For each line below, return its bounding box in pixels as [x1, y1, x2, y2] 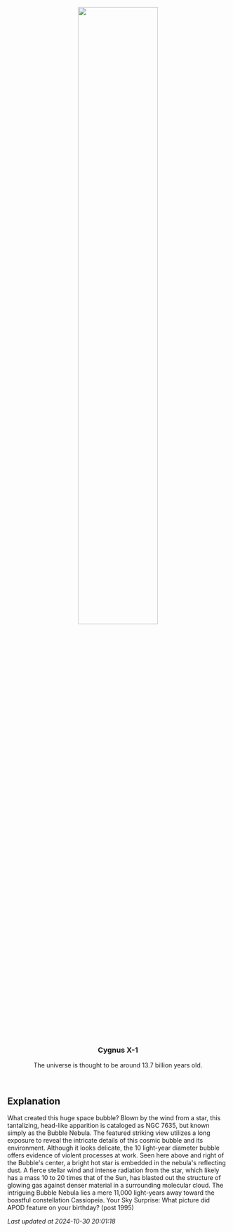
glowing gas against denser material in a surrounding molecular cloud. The [7, 1181, 224, 1190]
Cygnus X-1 [98, 1045, 138, 1055]
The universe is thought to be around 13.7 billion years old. [33, 1061, 203, 1070]
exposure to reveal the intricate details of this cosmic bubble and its [7, 1136, 204, 1145]
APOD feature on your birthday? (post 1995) [7, 1203, 135, 1212]
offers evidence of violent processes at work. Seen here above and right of [7, 1151, 225, 1160]
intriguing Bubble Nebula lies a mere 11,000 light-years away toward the [7, 1188, 215, 1197]
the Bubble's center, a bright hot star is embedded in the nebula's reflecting [7, 1159, 226, 1167]
